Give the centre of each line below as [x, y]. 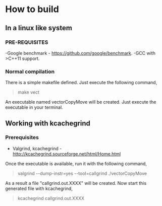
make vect [28, 92]
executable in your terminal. [34, 107]
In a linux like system [39, 28]
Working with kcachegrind [48, 123]
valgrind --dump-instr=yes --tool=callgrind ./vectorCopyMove [82, 173]
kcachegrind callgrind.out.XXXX [51, 198]
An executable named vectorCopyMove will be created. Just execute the [81, 102]
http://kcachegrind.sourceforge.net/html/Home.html [67, 154]
